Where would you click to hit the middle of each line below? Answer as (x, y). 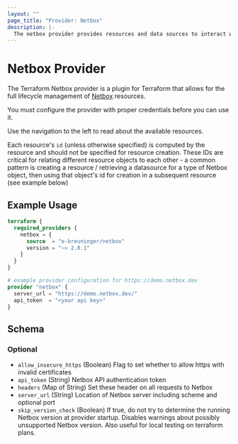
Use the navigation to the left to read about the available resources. (106, 131)
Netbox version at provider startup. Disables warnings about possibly (119, 418)
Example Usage (42, 205)
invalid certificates (45, 372)
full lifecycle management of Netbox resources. (76, 96)
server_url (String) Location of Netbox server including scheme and (117, 395)
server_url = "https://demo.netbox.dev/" (76, 293)
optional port (36, 403)
